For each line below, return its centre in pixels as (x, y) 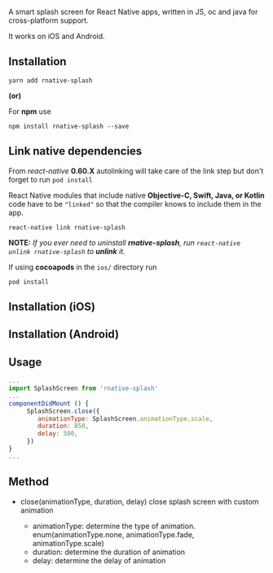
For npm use (30, 111)
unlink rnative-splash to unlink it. (67, 251)
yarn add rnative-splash (51, 81)
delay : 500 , (58, 434)
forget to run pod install (51, 179)
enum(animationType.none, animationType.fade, (113, 534)
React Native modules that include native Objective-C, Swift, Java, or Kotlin (136, 195)
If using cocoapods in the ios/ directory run (83, 267)
